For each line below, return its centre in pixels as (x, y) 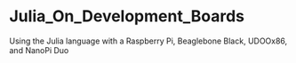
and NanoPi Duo (39, 50)
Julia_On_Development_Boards (127, 16)
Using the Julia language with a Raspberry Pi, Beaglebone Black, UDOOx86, (148, 41)
